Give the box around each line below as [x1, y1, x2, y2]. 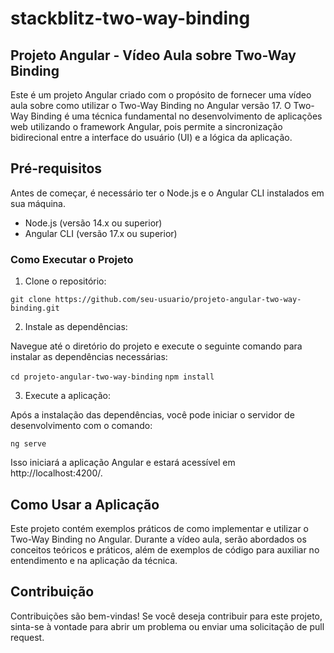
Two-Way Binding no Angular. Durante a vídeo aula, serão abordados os [10, 533, 307, 545]
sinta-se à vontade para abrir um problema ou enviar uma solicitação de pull [10, 620, 325, 632]
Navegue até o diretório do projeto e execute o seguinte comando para [10, 340, 303, 352]
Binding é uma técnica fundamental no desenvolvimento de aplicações [30, 110, 323, 122]
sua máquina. [10, 197, 66, 209]
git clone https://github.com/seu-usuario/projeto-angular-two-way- [10, 295, 302, 305]
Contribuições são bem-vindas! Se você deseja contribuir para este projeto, [10, 610, 323, 622]
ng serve [10, 439, 47, 449]
